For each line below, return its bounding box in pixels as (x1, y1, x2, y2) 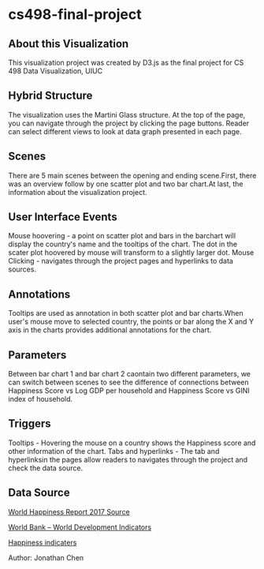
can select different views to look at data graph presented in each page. (8, 126, 242, 136)
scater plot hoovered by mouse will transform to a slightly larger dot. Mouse (8, 248, 255, 257)
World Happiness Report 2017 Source (8, 507, 130, 516)
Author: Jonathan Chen (8, 552, 84, 562)
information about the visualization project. (8, 187, 147, 197)
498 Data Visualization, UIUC (8, 66, 103, 76)
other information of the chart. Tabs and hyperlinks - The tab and (8, 446, 220, 455)
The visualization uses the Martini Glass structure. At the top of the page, (8, 110, 246, 119)
